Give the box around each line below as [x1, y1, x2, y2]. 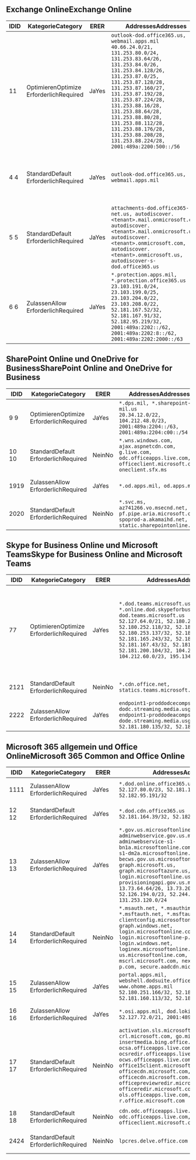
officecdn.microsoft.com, [118, 1068, 191, 1075]
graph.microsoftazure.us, [118, 868, 191, 874]
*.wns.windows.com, [118, 437, 173, 444]
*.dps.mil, [118, 399, 149, 406]
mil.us [118, 405, 137, 412]
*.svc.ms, [118, 498, 146, 505]
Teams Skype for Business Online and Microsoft [6, 550, 183, 560]
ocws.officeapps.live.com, [118, 1056, 194, 1063]
